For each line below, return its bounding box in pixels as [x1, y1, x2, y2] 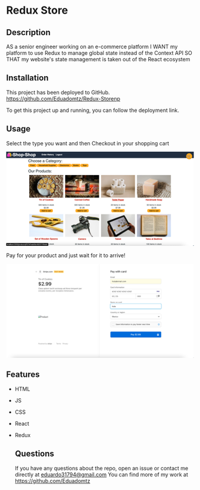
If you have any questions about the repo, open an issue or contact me [14, 464, 189, 472]
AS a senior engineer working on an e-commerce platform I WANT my [6, 43, 178, 50]
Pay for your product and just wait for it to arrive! [6, 251, 126, 259]
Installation [6, 73, 49, 83]
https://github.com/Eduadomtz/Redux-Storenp [6, 95, 121, 102]
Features [6, 370, 40, 380]
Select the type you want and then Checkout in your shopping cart [6, 139, 170, 146]
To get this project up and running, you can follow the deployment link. [6, 107, 180, 114]
